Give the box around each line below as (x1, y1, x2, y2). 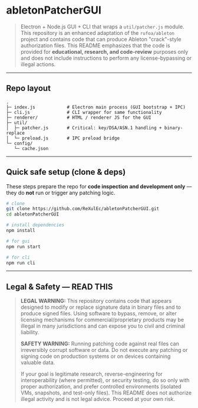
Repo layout (6, 83, 51, 93)
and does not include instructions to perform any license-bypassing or (20, 54, 192, 61)
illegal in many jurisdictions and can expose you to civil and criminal (20, 322, 186, 329)
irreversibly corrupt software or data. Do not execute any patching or (20, 347, 188, 354)
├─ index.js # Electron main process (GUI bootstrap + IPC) (6, 104, 186, 110)
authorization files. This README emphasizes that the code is (20, 42, 170, 49)
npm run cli (6, 260, 35, 266)
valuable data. (20, 359, 55, 366)
